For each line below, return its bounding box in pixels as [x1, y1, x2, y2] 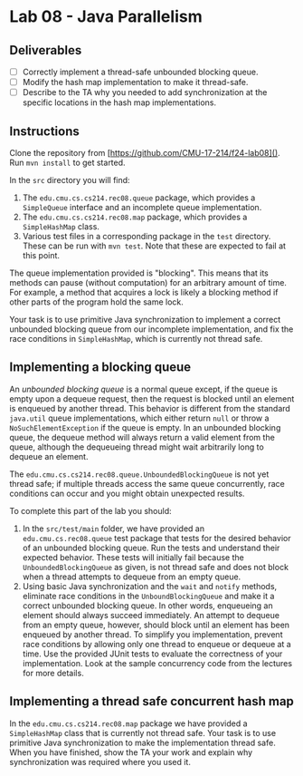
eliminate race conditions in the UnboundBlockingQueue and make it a [22, 590, 275, 601]
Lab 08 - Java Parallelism [9, 6, 203, 27]
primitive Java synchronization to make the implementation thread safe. [9, 737, 276, 748]
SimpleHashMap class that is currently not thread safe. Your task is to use [9, 727, 277, 738]
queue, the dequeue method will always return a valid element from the [9, 432, 276, 442]
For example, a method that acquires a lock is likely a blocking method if [9, 287, 279, 297]
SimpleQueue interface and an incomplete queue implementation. [22, 202, 262, 212]
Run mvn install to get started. [9, 157, 126, 168]
